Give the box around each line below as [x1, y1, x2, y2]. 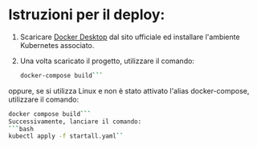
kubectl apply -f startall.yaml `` [8, 132, 124, 141]
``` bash [8, 125, 35, 133]
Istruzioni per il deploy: [8, 6, 165, 24]
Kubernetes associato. [19, 40, 95, 50]
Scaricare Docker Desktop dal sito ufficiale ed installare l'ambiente [19, 32, 240, 42]
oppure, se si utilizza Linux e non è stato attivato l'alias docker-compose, [8, 86, 250, 95]
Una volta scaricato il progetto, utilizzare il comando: [19, 56, 195, 66]
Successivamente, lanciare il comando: [8, 118, 142, 126]
